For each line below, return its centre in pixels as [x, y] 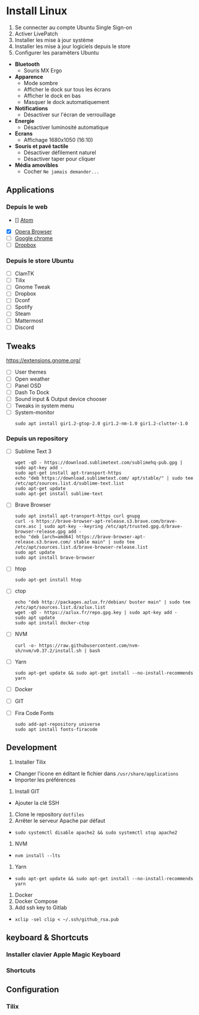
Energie [24, 121]
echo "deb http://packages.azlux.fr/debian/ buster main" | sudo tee [103, 602]
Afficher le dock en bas [52, 96]
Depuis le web [27, 207]
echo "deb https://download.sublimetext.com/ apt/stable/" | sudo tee [104, 478]
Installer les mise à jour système [54, 40]
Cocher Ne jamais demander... [61, 171]
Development [32, 747]
